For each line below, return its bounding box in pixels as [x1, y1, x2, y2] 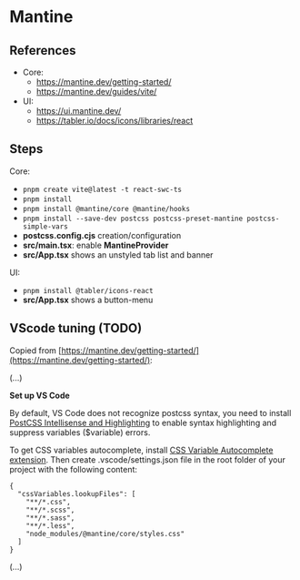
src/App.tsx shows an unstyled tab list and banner [22, 249, 214, 260]
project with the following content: [9, 463, 138, 474]
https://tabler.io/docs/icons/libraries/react [35, 116, 194, 126]
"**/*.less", [25, 521, 75, 530]
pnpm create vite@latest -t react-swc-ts [22, 185, 182, 194]
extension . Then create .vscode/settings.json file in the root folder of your [9, 453, 286, 465]
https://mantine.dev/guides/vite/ [35, 86, 157, 97]
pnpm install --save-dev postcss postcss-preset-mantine [22, 214, 244, 223]
